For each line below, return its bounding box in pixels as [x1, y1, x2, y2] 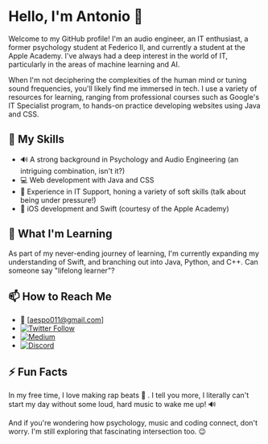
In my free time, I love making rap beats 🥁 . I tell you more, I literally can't [8, 390, 249, 401]
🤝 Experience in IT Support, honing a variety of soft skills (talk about [19, 187, 246, 196]
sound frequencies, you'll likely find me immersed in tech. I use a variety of [8, 84, 258, 93]
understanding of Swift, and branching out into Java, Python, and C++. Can [8, 257, 259, 266]
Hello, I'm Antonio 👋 [8, 7, 143, 26]
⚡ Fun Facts [8, 365, 68, 379]
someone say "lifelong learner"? [8, 265, 115, 275]
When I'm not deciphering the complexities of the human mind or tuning [8, 75, 247, 84]
